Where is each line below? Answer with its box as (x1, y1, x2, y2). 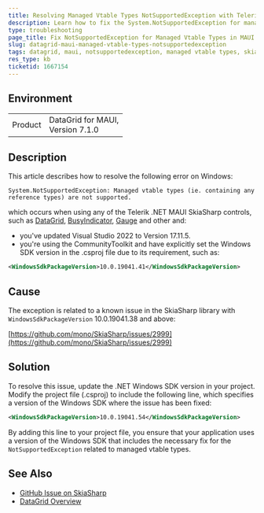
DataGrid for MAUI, (49, 114, 119, 125)
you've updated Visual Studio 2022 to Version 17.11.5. (19, 231, 191, 241)
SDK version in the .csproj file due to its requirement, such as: (19, 248, 220, 257)
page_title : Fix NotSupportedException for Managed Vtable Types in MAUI (8, 33, 255, 42)
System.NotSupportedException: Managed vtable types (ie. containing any (8, 186, 255, 195)
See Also (8, 467, 53, 481)
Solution (8, 360, 50, 374)
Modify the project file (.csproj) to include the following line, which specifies (8, 389, 254, 399)
